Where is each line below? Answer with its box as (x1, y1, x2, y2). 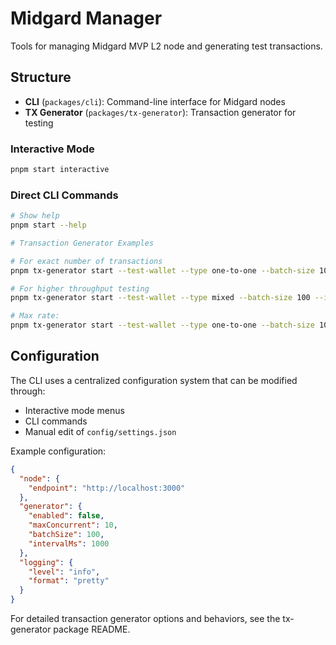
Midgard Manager (10, 7, 163, 30)
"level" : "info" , (28, 567, 101, 577)
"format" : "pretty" (28, 576, 110, 586)
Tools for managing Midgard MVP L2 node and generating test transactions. (10, 40, 323, 52)
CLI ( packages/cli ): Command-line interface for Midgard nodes (24, 95, 286, 107)
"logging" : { (19, 557, 74, 567)
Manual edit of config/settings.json (24, 425, 177, 437)
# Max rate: (10, 311, 60, 321)
